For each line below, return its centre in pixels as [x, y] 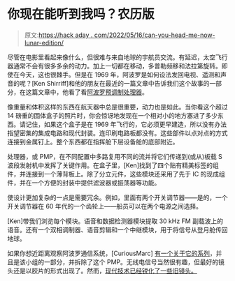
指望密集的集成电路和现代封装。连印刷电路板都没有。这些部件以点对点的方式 [117, 132]
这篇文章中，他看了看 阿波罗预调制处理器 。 [87, 92]
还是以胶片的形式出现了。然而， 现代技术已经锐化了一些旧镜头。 [105, 271]
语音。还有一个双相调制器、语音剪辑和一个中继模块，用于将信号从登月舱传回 [117, 229]
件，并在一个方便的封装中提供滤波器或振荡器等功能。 [84, 183]
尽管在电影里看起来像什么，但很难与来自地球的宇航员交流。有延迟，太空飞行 [117, 57]
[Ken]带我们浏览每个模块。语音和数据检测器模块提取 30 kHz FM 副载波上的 [115, 221]
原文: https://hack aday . [58, 35]
